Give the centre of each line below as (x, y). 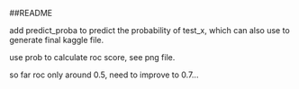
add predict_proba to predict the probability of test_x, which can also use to (149, 30)
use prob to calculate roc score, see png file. (92, 57)
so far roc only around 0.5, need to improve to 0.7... (104, 75)
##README (31, 13)
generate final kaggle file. (57, 40)
